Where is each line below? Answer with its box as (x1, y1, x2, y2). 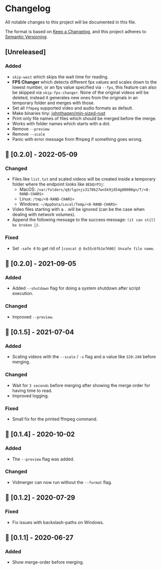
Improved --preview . (12, 314, 54, 319)
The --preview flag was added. (12, 456, 75, 462)
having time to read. (12, 388, 53, 393)
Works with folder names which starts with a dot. (12, 120, 111, 126)
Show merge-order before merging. (12, 559, 84, 565)
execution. (12, 291, 34, 296)
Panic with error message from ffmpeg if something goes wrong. (12, 136, 143, 142)
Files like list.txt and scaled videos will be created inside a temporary (12, 176, 156, 182)
